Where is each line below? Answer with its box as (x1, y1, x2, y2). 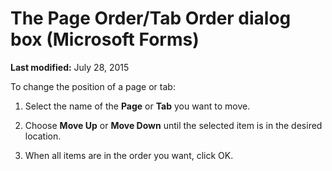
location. (24, 130, 62, 142)
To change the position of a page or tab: (10, 80, 176, 92)
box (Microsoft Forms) (10, 28, 200, 51)
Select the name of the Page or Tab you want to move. (24, 100, 251, 112)
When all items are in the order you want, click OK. (24, 149, 234, 161)
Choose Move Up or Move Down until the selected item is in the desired (24, 119, 323, 131)
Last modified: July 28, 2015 (10, 61, 130, 73)
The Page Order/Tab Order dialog (10, 7, 292, 30)
